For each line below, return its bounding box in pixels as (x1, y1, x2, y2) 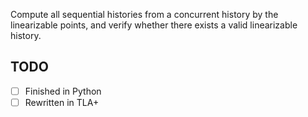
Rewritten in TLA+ (24, 96, 100, 108)
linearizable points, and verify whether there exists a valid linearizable (10, 19, 298, 31)
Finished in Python (24, 85, 102, 97)
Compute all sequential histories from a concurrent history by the (10, 9, 279, 20)
